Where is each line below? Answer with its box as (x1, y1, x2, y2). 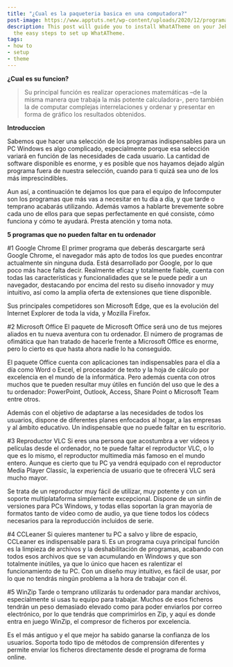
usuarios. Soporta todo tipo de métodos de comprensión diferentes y (7, 638, 205, 646)
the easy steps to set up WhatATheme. (13, 29, 126, 37)
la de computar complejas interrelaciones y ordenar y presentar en (24, 102, 215, 111)
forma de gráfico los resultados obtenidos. (24, 110, 146, 118)
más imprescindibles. (7, 174, 68, 182)
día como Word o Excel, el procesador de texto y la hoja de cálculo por (7, 365, 209, 374)
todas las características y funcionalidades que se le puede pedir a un (7, 273, 207, 281)
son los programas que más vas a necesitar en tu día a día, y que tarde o (7, 195, 215, 203)
